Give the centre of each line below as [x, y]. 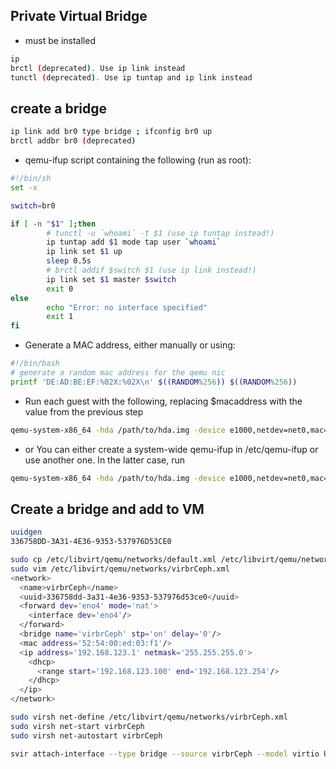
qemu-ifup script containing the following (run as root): [138, 160]
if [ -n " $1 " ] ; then [53, 224]
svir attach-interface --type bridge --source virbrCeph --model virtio [165, 754]
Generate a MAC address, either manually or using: [130, 345]
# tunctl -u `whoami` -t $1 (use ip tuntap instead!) [160, 233]
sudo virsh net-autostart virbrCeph [86, 735]
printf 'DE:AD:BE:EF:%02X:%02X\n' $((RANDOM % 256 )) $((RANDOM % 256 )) [154, 382]
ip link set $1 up [84, 252]
